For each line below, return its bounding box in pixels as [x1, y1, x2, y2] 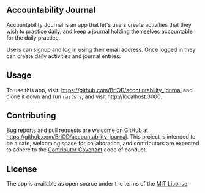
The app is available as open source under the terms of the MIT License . [6, 180, 190, 188]
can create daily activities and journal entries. [6, 52, 121, 60]
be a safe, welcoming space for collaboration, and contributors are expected [6, 140, 199, 147]
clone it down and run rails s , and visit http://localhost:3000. [6, 93, 162, 100]
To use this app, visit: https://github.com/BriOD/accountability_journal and [6, 86, 193, 93]
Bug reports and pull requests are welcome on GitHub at [6, 126, 149, 134]
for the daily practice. [6, 34, 61, 42]
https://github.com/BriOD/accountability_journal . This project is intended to [6, 133, 196, 140]
